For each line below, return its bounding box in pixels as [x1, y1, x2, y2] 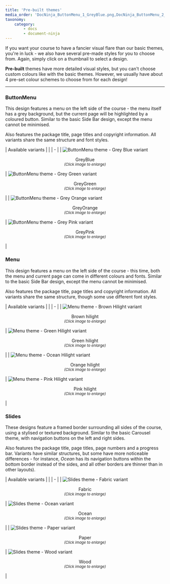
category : [14, 21, 35, 27]
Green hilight [71, 337, 99, 344]
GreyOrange [72, 205, 98, 211]
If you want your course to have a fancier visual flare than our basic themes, [5, 45, 164, 51]
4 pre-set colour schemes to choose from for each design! [5, 77, 127, 82]
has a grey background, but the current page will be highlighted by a [5, 111, 148, 117]
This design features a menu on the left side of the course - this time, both [5, 267, 160, 273]
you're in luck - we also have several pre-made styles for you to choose [5, 50, 155, 56]
